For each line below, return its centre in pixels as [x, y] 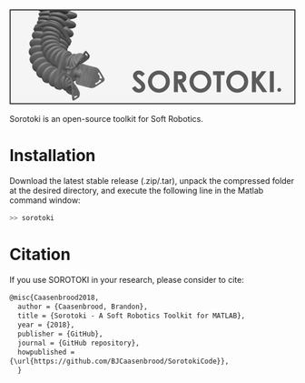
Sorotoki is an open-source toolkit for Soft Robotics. [107, 118]
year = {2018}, [46, 325]
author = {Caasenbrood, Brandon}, [83, 307]
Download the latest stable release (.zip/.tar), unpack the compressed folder [152, 180]
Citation [40, 254]
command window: [45, 200]
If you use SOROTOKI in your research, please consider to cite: [127, 279]
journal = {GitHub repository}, [79, 343]
